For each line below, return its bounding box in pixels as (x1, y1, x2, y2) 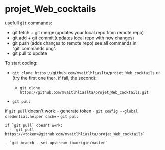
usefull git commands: (5, 20, 52, 26)
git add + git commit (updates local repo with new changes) (12, 35, 135, 41)
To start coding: (5, 60, 38, 66)
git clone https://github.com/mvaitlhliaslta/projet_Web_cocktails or (12, 69, 160, 75)
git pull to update (12, 50, 47, 56)
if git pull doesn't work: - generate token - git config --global (5, 108, 138, 114)
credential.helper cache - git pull (5, 113, 79, 119)
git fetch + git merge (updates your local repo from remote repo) (12, 29, 144, 35)
